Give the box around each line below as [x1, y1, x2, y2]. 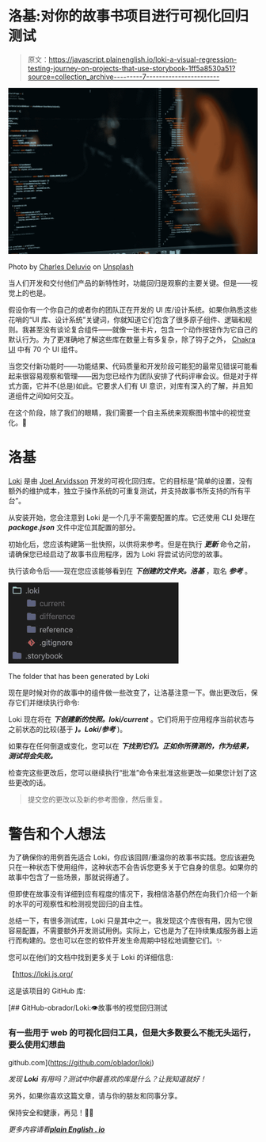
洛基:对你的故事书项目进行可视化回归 [8, 7, 249, 25]
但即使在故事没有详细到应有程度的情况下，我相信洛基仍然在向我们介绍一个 [8, 890, 251, 899]
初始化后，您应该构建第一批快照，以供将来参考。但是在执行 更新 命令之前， [8, 539, 255, 548]
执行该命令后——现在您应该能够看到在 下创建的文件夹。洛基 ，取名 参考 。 [8, 566, 252, 575]
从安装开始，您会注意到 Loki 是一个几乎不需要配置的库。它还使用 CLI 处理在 [8, 512, 256, 522]
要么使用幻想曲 [8, 1039, 66, 1050]
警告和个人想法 [8, 825, 106, 843]
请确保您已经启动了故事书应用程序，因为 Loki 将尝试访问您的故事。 [8, 549, 227, 559]
